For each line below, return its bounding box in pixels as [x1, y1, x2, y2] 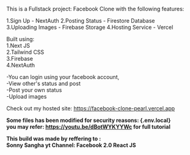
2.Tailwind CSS [6, 48, 45, 56]
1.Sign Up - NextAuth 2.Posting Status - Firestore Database [6, 17, 155, 24]
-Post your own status [6, 86, 62, 94]
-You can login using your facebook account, [6, 74, 120, 80]
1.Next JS [6, 42, 31, 49]
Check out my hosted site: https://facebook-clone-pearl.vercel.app [6, 105, 175, 112]
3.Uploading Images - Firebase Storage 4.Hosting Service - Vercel [6, 24, 174, 31]
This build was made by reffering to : [6, 135, 101, 142]
